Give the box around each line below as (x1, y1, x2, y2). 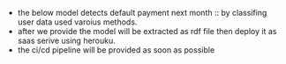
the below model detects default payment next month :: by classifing (17, 8, 267, 18)
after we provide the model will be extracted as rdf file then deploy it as (17, 26, 277, 36)
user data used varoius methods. (17, 17, 138, 27)
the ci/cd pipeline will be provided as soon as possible (17, 45, 215, 55)
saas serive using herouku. (17, 35, 117, 46)
